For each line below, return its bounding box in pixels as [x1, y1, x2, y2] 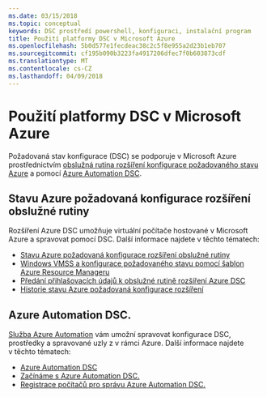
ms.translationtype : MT [8, 58, 89, 66]
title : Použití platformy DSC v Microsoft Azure [8, 34, 176, 43]
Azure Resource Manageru [19, 267, 110, 277]
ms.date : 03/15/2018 [8, 11, 78, 20]
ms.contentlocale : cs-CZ [8, 65, 92, 73]
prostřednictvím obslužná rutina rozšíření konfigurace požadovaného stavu [8, 160, 259, 169]
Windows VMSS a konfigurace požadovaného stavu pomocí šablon [19, 258, 244, 268]
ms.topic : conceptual [8, 19, 82, 28]
